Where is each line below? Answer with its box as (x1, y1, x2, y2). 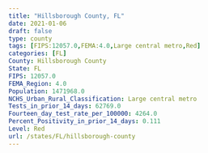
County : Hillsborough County (8, 57, 107, 66)
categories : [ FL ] (8, 49, 67, 57)
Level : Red (8, 125, 45, 133)
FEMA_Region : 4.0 (8, 79, 67, 87)
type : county (8, 34, 53, 43)
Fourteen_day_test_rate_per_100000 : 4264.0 (8, 110, 158, 118)
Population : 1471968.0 (8, 87, 85, 96)
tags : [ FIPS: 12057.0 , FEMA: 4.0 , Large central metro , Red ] (8, 42, 201, 50)
